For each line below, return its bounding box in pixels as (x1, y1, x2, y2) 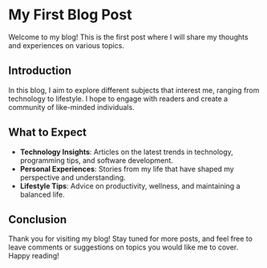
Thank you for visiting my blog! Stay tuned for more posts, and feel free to (8, 234, 253, 244)
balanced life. (19, 189, 66, 199)
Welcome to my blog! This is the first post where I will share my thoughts (8, 32, 249, 42)
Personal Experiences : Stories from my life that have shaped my (19, 164, 234, 173)
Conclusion (8, 213, 67, 226)
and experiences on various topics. (8, 40, 124, 50)
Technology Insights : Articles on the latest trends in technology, (19, 147, 234, 156)
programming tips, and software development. (19, 155, 174, 165)
